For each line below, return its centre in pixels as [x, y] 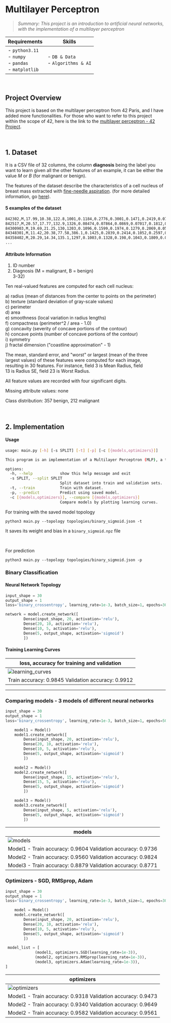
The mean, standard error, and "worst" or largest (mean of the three [77, 355]
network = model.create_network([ [42, 614]
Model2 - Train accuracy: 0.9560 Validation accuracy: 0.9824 [83, 857]
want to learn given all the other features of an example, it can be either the [84, 170]
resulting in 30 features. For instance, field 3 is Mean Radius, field [74, 366]
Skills [69, 41]
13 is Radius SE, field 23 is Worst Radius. [48, 371]
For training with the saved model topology [50, 512]
